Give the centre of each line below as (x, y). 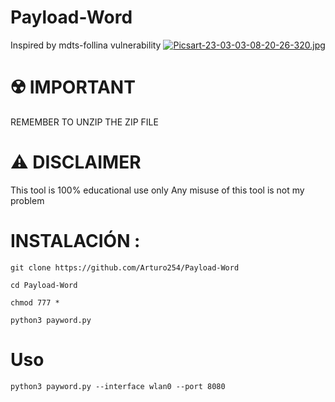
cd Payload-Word (44, 285)
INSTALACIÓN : (75, 241)
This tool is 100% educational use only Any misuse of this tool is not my (157, 190)
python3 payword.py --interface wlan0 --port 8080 (118, 386)
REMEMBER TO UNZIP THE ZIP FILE (84, 122)
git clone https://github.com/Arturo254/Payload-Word (125, 267)
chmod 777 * (35, 302)
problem (27, 200)
